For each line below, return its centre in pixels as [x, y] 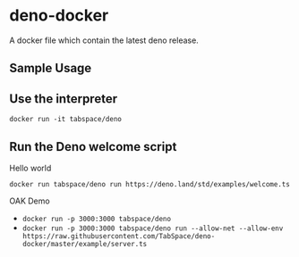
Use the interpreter [64, 99]
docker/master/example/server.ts [85, 244]
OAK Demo [30, 201]
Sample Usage [51, 68]
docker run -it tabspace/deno [66, 120]
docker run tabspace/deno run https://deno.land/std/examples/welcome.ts [150, 184]
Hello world [30, 168]
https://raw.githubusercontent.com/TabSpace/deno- [119, 236]
